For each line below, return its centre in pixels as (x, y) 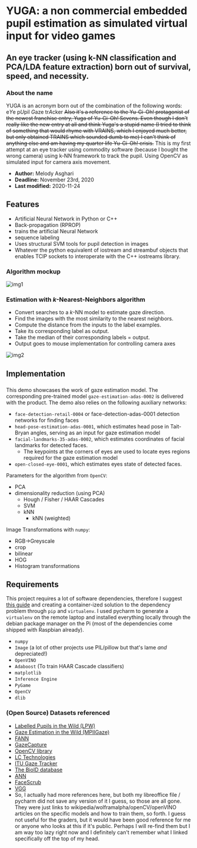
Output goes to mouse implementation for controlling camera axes (95, 344)
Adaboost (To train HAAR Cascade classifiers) (69, 666)
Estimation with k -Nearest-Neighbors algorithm (76, 299)
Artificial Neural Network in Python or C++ (66, 219)
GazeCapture (31, 744)
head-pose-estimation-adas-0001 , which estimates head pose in (92, 426)
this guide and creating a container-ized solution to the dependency (88, 605)
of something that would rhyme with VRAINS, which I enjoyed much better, (96, 130)
